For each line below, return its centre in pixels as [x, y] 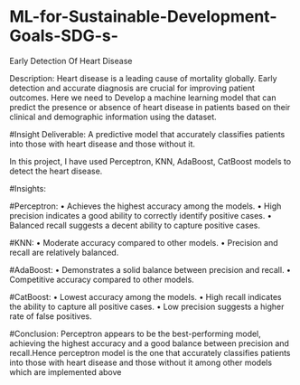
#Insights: [28, 188]
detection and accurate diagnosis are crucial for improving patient [132, 88]
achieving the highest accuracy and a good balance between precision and [149, 343]
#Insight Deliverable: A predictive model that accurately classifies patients [147, 134]
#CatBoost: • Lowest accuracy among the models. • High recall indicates [145, 296]
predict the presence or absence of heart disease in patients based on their [150, 107]
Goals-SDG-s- [64, 36]
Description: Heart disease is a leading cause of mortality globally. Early [143, 78]
